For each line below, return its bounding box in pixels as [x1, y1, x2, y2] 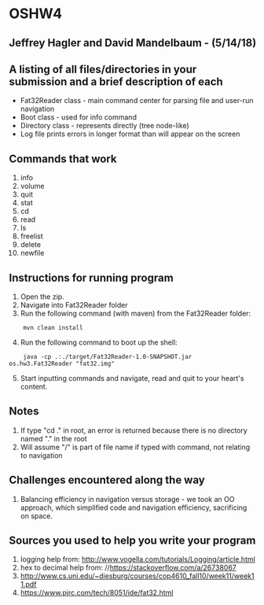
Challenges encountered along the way [9, 474, 205, 487]
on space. [20, 511, 53, 520]
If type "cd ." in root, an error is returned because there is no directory [20, 426, 248, 435]
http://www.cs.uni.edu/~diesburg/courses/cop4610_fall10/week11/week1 [20, 571, 255, 581]
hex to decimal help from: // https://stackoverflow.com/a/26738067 [20, 563, 236, 573]
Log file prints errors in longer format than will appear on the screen [20, 129, 240, 138]
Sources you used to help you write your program [9, 534, 256, 548]
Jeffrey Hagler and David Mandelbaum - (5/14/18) [9, 36, 257, 50]
